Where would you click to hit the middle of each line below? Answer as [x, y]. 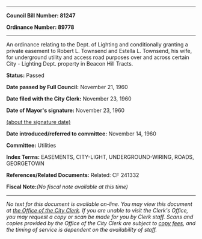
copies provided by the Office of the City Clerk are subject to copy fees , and [101, 223]
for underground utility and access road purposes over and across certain [98, 57]
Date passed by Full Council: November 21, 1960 [67, 87]
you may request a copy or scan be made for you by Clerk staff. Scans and [100, 217]
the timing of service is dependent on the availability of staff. [82, 230]
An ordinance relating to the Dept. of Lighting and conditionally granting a [97, 45]
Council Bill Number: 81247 [41, 15]
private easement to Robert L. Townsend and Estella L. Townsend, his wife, [99, 51]
